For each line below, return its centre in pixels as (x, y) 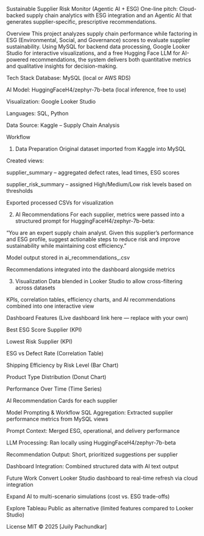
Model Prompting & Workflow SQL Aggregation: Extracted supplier (90, 412)
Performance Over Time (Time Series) (54, 389)
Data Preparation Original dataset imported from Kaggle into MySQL (100, 149)
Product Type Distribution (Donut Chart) (56, 377)
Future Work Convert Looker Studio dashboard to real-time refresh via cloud (102, 478)
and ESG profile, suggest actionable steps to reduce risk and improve (93, 239)
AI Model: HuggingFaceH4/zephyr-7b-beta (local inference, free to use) (97, 90)
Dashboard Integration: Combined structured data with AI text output (93, 466)
